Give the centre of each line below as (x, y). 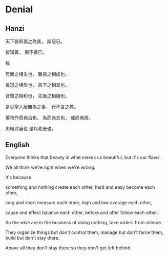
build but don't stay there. (33, 238)
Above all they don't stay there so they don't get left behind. (69, 248)
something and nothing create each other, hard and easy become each (80, 187)
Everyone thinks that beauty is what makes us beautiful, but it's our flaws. (83, 157)
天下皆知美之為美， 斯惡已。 (35, 41)
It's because (18, 177)
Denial (19, 9)
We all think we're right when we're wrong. (50, 167)
